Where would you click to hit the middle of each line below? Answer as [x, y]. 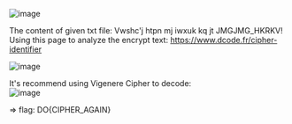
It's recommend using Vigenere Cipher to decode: [100, 83]
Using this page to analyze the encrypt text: [89, 40]
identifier [26, 49]
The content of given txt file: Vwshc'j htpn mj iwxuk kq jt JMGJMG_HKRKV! [146, 30]
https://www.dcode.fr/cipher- [224, 40]
